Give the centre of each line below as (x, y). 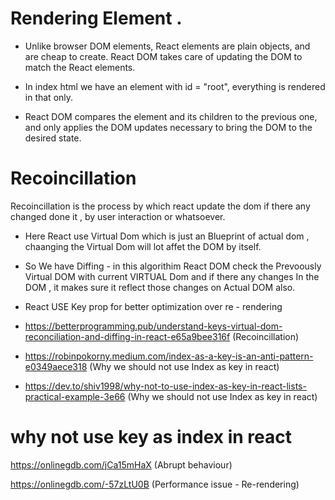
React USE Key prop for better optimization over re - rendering (153, 306)
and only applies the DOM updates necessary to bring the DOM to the (168, 127)
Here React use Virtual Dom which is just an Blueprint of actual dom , (167, 236)
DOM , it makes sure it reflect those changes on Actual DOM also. (160, 287)
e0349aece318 (56, 366)
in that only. (49, 97)
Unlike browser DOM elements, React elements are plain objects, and (167, 46)
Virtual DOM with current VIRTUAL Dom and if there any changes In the (172, 276)
